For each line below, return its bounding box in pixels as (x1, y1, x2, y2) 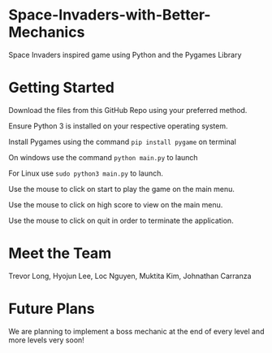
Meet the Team (8, 244, 112, 263)
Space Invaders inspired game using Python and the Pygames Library (8, 50, 242, 59)
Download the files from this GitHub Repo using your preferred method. (8, 105, 248, 115)
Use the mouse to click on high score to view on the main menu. (8, 199, 223, 209)
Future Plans (8, 299, 95, 318)
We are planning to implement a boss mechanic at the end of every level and (8, 326, 265, 336)
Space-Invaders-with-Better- (8, 6, 211, 24)
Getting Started (8, 79, 115, 97)
